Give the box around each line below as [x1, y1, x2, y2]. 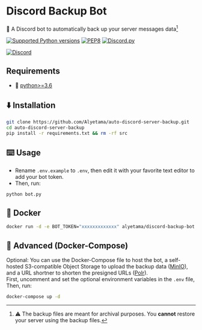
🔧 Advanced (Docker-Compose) [6, 240, 128, 251]
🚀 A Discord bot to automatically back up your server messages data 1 [6, 24, 179, 33]
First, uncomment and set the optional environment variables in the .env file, [6, 276, 195, 283]
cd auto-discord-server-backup [6, 125, 85, 131]
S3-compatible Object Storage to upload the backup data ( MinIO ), [25, 263, 188, 270]
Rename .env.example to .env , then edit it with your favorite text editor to [14, 167, 195, 174]
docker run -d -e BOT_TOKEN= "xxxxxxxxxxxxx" [6, 224, 120, 230]
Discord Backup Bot [6, 4, 107, 18]
